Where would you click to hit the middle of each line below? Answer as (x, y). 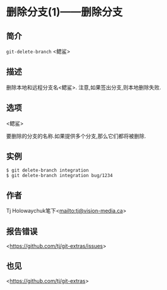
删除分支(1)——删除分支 (64, 12)
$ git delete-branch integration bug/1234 (59, 176)
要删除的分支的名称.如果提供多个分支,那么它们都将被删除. (76, 136)
